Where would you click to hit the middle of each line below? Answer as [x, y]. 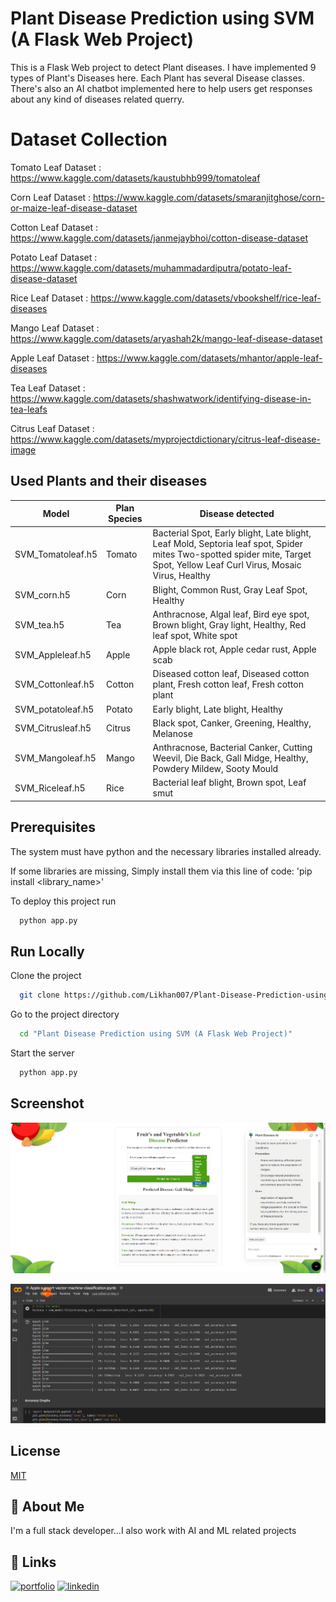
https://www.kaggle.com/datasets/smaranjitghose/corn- [209, 197]
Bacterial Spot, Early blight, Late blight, [232, 533]
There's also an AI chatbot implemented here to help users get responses [161, 88]
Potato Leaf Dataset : [54, 257]
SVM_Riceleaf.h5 [50, 788]
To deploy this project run [63, 901]
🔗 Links [33, 1562]
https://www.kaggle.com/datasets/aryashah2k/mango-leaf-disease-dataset [166, 338]
